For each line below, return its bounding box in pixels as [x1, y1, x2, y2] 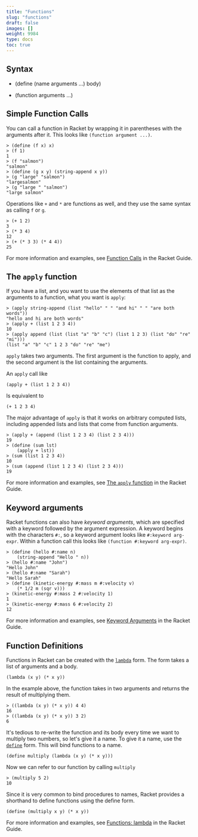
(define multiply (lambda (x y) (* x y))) [6, 753, 113, 759]
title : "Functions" [6, 8, 55, 15]
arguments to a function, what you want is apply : [6, 294, 126, 301]
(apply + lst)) [17, 448, 55, 454]
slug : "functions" [6, 14, 52, 20]
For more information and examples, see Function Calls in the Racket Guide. [6, 254, 193, 261]
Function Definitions [6, 641, 83, 651]
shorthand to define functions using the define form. [6, 797, 135, 804]
